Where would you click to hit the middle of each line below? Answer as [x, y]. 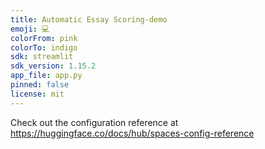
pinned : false [40, 85]
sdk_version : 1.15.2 [53, 66]
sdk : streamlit [42, 57]
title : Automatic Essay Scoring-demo [89, 19]
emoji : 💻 [30, 29]
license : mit [37, 94]
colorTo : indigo [44, 47]
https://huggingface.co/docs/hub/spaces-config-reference [132, 133]
